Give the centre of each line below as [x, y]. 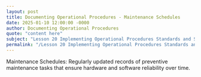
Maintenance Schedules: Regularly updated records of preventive [87, 61]
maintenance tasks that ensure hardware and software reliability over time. [98, 68]
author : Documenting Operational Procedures [63, 28]
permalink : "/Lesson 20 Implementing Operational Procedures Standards [97, 45]
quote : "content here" [34, 34]
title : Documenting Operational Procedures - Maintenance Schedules [93, 17]
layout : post [22, 12]
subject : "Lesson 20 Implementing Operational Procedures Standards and [99, 39]
